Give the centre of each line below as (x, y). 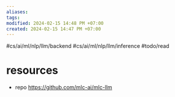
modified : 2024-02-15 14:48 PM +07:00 (55, 23)
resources (32, 71)
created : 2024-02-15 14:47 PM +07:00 (54, 29)
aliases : (17, 12)
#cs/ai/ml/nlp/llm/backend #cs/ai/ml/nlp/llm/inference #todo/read (88, 46)
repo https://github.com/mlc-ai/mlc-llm (64, 87)
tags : (13, 18)
